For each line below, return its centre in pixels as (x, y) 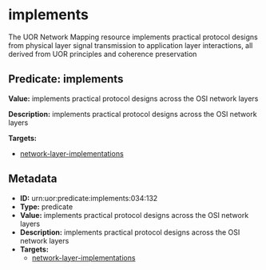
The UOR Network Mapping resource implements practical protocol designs (133, 37)
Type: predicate (46, 207)
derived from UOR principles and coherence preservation (103, 54)
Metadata (33, 179)
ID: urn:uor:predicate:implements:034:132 (89, 198)
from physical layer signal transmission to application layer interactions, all (131, 45)
